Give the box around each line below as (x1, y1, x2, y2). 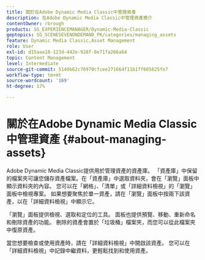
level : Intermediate (6, 60, 59, 66)
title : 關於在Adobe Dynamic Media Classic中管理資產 (6, 9, 136, 15)
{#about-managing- (62, 133, 167, 146)
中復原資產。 (6, 226, 39, 234)
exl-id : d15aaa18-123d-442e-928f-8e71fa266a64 (6, 49, 127, 55)
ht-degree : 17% (6, 84, 45, 90)
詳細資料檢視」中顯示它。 (32, 197, 98, 205)
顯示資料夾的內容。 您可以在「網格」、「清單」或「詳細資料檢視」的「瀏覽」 (6, 182, 196, 189)
